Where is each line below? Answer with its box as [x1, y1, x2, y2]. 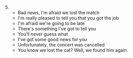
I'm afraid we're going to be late [17, 20, 85, 26]
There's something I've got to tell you [17, 26, 96, 32]
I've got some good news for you [17, 36, 88, 42]
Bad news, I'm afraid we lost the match [17, 10, 100, 16]
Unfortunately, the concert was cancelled [17, 42, 105, 47]
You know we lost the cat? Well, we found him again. [17, 47, 128, 53]
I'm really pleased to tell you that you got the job [17, 15, 119, 21]
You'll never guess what [17, 31, 68, 37]
